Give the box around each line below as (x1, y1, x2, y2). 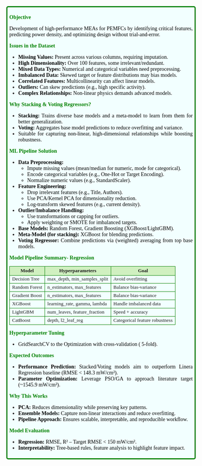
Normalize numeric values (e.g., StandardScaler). (26, 177, 131, 183)
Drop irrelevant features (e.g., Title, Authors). (26, 189, 123, 195)
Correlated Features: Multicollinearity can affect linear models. (17, 78, 156, 84)
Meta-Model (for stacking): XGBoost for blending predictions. (17, 231, 154, 238)
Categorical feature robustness (113, 317, 173, 323)
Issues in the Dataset (9, 43, 55, 49)
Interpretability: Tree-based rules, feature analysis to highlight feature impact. (17, 444, 185, 451)
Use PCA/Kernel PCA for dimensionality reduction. (26, 195, 137, 201)
